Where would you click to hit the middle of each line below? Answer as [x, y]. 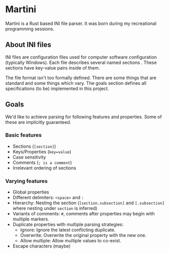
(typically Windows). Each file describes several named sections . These [81, 62]
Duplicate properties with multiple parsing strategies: [68, 225]
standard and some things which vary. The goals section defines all [76, 83]
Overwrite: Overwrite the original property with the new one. [83, 235]
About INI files [28, 45]
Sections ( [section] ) [34, 146]
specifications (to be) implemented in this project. [57, 88]
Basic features [24, 135]
